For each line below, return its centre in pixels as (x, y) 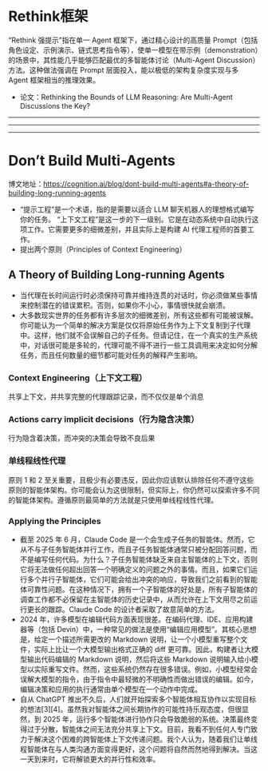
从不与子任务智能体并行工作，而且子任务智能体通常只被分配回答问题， (135, 549)
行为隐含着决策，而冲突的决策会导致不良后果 (82, 438)
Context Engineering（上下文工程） (78, 378)
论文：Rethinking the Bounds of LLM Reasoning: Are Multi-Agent (126, 97)
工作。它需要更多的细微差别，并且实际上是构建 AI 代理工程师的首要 (137, 229)
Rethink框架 (48, 16)
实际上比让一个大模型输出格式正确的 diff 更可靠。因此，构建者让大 (143, 649)
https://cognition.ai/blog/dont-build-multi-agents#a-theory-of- (146, 184)
